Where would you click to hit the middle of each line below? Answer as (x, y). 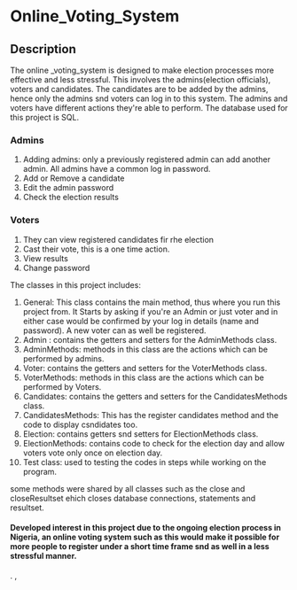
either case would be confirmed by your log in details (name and (141, 321)
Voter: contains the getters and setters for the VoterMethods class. (145, 368)
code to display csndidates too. (80, 424)
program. (39, 471)
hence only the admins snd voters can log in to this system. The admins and (149, 98)
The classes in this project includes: (75, 284)
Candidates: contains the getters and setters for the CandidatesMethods (155, 396)
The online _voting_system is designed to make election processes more (142, 70)
